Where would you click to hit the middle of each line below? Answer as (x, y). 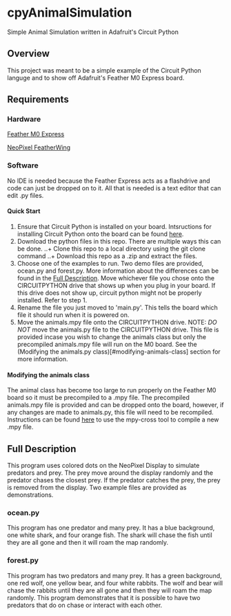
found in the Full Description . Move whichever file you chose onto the (116, 278)
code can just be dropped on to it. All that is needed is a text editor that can (114, 188)
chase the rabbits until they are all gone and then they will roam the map (110, 590)
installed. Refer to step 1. (52, 300)
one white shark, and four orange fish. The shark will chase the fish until (110, 535)
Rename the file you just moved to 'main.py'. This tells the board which (118, 307)
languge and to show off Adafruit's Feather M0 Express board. (96, 78)
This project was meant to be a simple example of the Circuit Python (104, 70)
